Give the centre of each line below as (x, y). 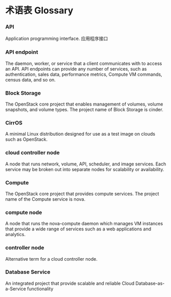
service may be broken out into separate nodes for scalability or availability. (85, 169)
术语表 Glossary (39, 10)
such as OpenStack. (26, 139)
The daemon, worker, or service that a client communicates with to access (84, 63)
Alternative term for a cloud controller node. (52, 259)
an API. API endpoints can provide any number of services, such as (76, 69)
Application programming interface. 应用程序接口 (57, 38)
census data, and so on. (31, 79)
